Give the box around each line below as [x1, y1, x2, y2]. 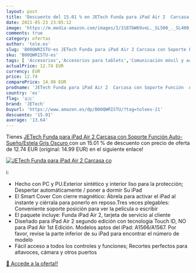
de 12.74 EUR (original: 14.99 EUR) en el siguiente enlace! [6, 146, 144, 153]
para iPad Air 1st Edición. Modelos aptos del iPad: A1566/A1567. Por [14, 224, 177, 231]
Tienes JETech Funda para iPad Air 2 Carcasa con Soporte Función [6, 133, 168, 140]
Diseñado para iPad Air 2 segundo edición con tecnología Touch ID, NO [14, 217, 187, 225]
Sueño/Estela [6, 140, 38, 147]
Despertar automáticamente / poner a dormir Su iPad [14, 186, 142, 193]
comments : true [6, 30, 43, 36]
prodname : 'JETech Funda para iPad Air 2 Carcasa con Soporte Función [6, 85, 184, 91]
